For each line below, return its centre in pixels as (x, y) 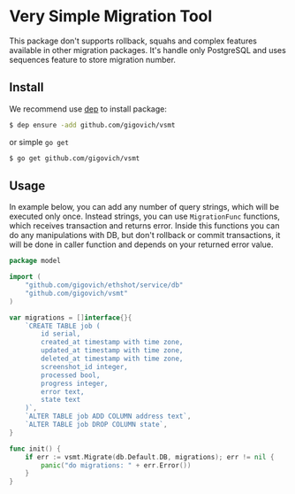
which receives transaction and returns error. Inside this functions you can (144, 226)
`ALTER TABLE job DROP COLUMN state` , (96, 425)
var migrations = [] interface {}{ (71, 317)
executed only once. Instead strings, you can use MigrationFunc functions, (144, 216)
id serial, (61, 334)
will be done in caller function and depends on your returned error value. (141, 244)
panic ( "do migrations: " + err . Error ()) (116, 465)
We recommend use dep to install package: (88, 109)
